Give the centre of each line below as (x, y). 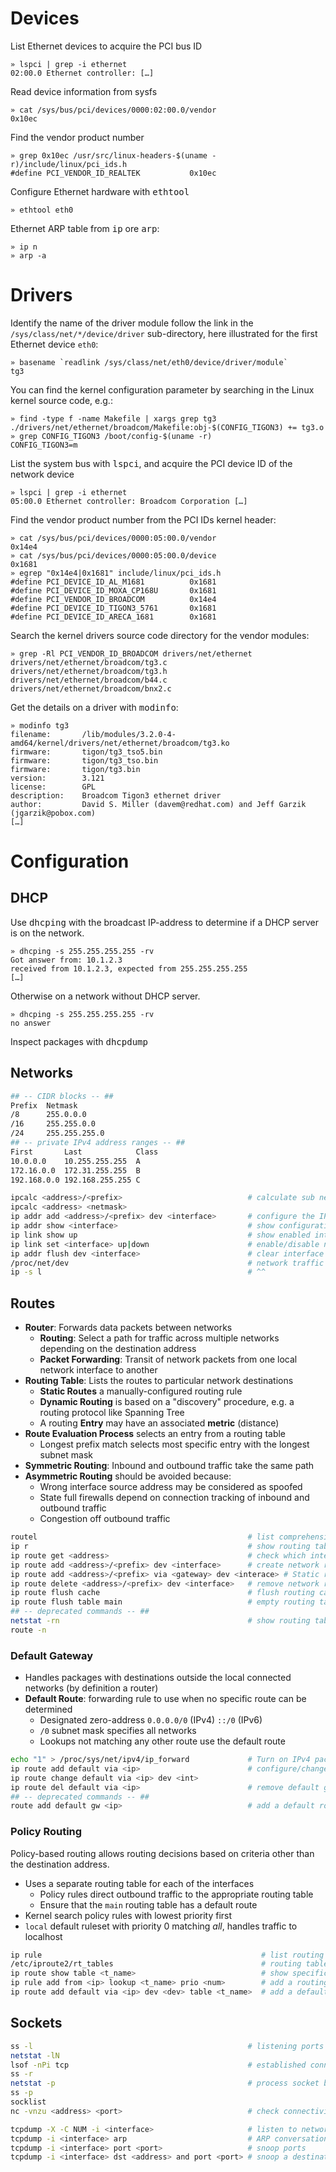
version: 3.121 (57, 778)
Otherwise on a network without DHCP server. (105, 996)
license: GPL (53, 787)
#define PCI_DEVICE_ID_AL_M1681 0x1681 (113, 582)
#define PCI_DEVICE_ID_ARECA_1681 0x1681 (113, 617)
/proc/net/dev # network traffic (167, 1263)
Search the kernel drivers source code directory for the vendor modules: (160, 635)
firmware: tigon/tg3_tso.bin (84, 760)
